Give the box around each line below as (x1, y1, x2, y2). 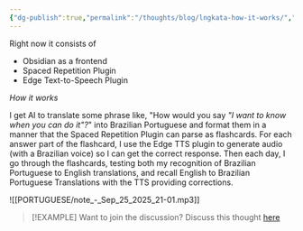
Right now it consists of (9, 38, 96, 49)
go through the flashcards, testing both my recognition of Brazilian (9, 157, 256, 168)
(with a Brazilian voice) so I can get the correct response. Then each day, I (9, 148, 286, 159)
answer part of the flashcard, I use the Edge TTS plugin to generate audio (9, 138, 283, 149)
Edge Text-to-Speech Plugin (22, 74, 129, 86)
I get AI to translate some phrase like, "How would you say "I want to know (9, 109, 287, 120)
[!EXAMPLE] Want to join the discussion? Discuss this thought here (31, 211, 280, 222)
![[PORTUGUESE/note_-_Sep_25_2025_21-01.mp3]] (9, 194, 200, 205)
